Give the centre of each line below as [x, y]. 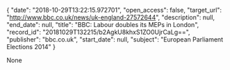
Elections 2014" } [31, 47]
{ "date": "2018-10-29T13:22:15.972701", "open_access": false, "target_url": [114, 10]
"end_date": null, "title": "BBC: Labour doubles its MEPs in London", [103, 25]
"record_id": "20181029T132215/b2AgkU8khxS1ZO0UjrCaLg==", [98, 32]
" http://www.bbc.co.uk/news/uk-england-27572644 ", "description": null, [111, 17]
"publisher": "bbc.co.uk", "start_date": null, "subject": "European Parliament [115, 40]
